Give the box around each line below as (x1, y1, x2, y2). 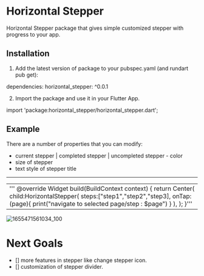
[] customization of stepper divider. (15, 263, 103, 270)
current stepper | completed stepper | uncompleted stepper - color (15, 152, 183, 159)
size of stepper (15, 158, 53, 165)
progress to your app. (6, 30, 61, 38)
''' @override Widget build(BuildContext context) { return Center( (9, 184, 195, 193)
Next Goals (6, 236, 63, 250)
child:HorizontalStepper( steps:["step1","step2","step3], (9, 191, 171, 200)
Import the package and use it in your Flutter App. (15, 94, 140, 102)
